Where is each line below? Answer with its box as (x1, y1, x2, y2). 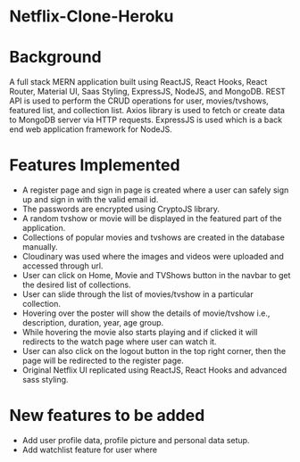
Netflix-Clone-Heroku (9, 6, 174, 27)
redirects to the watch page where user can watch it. (21, 336, 217, 347)
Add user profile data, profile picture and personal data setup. (21, 435, 250, 445)
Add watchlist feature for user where (21, 444, 158, 455)
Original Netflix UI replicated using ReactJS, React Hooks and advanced (21, 365, 287, 375)
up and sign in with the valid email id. (21, 194, 159, 205)
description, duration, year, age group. (21, 318, 164, 328)
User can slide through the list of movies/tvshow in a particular (21, 289, 254, 300)
